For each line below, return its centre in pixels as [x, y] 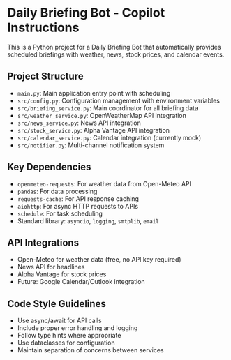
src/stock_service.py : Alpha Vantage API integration [93, 130]
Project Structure [45, 76]
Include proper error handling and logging [77, 328]
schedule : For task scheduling [60, 213]
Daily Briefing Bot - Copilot [86, 13]
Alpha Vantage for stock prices [62, 274]
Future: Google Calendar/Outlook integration [81, 282]
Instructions [43, 28]
